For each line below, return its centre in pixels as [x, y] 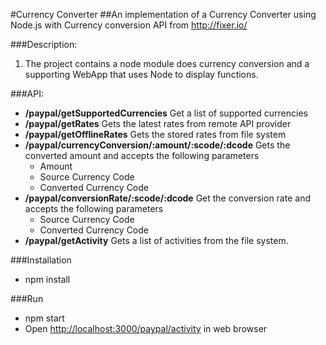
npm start [44, 318]
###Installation [41, 260]
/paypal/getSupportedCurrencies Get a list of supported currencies [166, 113]
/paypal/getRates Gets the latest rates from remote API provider [158, 123]
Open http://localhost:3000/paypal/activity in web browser [146, 328]
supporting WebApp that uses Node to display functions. [141, 74]
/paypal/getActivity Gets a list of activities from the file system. [156, 240]
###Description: [44, 44]
